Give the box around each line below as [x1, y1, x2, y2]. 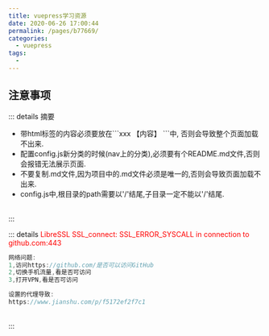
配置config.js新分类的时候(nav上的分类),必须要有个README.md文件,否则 [19, 148, 260, 158]
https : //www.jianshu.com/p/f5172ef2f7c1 [8, 298, 147, 306]
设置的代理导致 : [8, 291, 55, 299]
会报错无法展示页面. [19, 159, 86, 168]
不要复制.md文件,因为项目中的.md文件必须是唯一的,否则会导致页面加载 [19, 168, 255, 178]
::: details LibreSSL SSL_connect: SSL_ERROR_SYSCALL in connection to [8, 229, 250, 239]
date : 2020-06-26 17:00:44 [8, 19, 99, 27]
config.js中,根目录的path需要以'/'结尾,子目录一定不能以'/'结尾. [19, 189, 225, 198]
